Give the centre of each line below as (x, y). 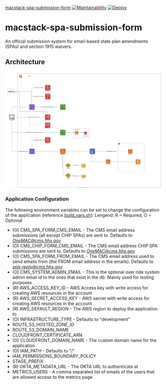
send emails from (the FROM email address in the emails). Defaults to (83, 261)
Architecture (25, 62)
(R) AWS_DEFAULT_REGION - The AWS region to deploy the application (85, 308)
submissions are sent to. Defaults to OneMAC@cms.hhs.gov (74, 251)
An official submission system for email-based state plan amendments (77, 41)
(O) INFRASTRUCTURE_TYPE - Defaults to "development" (71, 319)
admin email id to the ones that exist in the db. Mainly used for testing (83, 277)
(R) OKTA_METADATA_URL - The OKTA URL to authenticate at (75, 366)
